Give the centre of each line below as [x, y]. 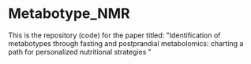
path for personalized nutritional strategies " [80, 52]
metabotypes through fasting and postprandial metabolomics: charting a [126, 43]
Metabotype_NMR [69, 14]
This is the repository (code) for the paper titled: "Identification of [114, 35]
